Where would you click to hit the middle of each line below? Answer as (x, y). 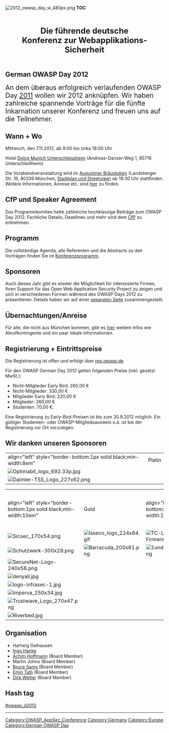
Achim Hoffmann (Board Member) (48, 656)
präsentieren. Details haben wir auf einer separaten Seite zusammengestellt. (84, 300)
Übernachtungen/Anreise (46, 315)
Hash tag (20, 694)
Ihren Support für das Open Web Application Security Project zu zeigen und (84, 289)
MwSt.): (13, 376)
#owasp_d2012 (21, 705)
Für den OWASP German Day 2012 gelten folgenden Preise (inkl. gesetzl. (81, 371)
